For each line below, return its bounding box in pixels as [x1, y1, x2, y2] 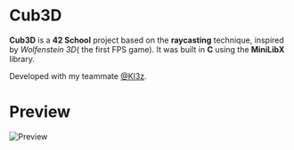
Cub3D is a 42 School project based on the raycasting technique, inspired [9, 35, 285, 45]
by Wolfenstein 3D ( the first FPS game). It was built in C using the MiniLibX [9, 43, 285, 54]
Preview [9, 102, 71, 122]
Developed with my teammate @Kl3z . [9, 70, 147, 81]
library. [9, 53, 36, 64]
